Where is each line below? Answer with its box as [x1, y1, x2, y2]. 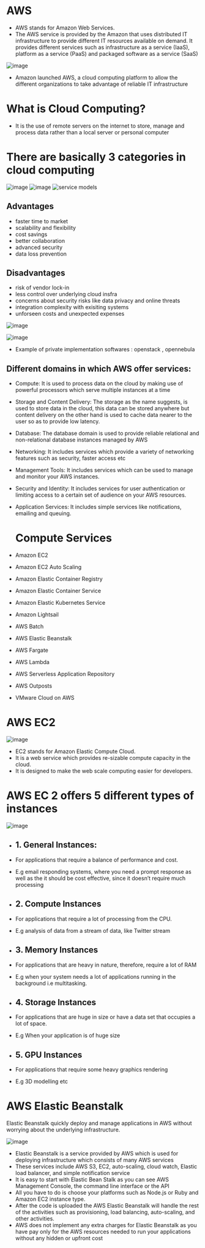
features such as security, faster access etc [15, 454, 126, 462]
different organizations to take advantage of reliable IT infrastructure [15, 80, 188, 88]
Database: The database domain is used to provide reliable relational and [15, 430, 199, 437]
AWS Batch [15, 623, 44, 630]
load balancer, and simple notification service [15, 1170, 130, 1177]
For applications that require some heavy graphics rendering [15, 1066, 168, 1073]
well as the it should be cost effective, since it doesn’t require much [15, 875, 185, 882]
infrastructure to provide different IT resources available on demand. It [15, 37, 193, 44]
